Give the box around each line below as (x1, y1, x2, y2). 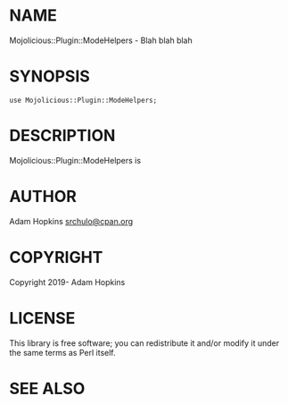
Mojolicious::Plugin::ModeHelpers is (9, 155, 141, 165)
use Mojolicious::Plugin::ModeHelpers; (9, 96, 158, 105)
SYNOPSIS (9, 66, 91, 87)
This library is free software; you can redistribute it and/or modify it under (9, 337, 280, 349)
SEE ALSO (9, 378, 86, 399)
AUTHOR (9, 187, 78, 206)
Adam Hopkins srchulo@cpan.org (9, 215, 134, 226)
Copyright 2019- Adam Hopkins (9, 276, 126, 287)
